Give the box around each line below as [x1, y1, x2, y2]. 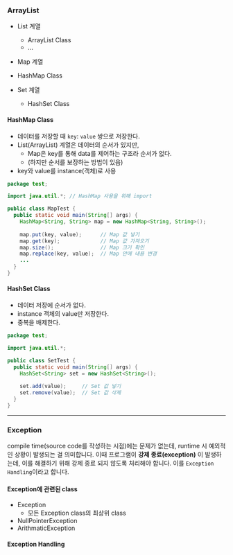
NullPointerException [17, 517, 78, 525]
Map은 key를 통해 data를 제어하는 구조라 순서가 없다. [27, 149, 172, 157]
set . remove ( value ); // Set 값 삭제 [19, 389, 121, 396]
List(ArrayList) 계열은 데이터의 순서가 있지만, [17, 141, 139, 149]
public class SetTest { [7, 357, 76, 364]
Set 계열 [17, 86, 40, 94]
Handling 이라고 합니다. [7, 468, 69, 476]
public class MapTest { [7, 205, 76, 213]
